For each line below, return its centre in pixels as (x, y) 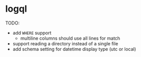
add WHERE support (32, 33)
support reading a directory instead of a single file (65, 43)
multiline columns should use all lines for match (70, 38)
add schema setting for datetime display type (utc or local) (74, 49)
